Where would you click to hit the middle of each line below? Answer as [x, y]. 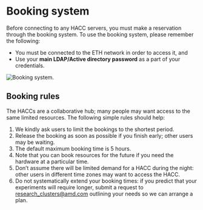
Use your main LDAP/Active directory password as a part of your [98, 59]
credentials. [30, 66]
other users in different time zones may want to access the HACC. [98, 174]
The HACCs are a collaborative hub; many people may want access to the [98, 111]
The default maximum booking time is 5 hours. [73, 148]
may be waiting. [35, 142]
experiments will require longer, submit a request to [79, 187]
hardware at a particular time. [52, 161]
